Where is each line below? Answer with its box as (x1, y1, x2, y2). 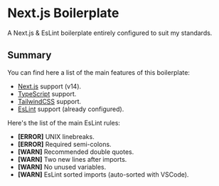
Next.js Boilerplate (7, 5, 119, 21)
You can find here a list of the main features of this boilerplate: (7, 68, 191, 76)
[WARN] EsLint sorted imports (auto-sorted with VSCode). (17, 170, 189, 179)
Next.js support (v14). (17, 82, 82, 91)
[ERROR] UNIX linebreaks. (17, 132, 95, 140)
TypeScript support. (17, 89, 77, 98)
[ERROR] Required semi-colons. (17, 140, 112, 148)
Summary (7, 49, 52, 61)
